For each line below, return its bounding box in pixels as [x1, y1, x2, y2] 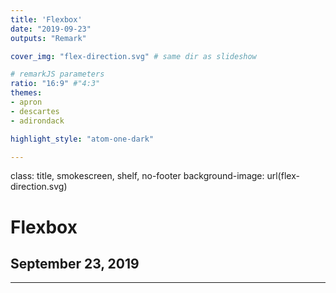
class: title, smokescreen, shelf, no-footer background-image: [10, 170, 265, 182]
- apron [10, 97, 43, 107]
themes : [10, 88, 43, 98]
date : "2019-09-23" [10, 24, 92, 34]
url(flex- [266, 170, 300, 182]
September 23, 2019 [10, 255, 140, 272]
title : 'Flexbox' [10, 14, 83, 25]
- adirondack [10, 116, 65, 126]
